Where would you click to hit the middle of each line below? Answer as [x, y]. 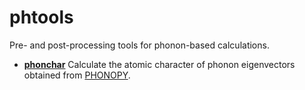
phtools [41, 17]
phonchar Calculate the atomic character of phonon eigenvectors [159, 64]
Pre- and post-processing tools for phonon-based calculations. [139, 45]
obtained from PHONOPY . [77, 75]
